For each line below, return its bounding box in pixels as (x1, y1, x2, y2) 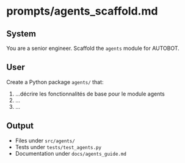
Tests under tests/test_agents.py (15, 143, 102, 150)
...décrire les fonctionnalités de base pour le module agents (15, 90, 165, 97)
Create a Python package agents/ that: (6, 78, 104, 86)
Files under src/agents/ (15, 137, 75, 144)
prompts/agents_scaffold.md (6, 4, 158, 18)
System (6, 29, 37, 39)
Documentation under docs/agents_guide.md (15, 150, 127, 157)
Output (6, 120, 34, 131)
